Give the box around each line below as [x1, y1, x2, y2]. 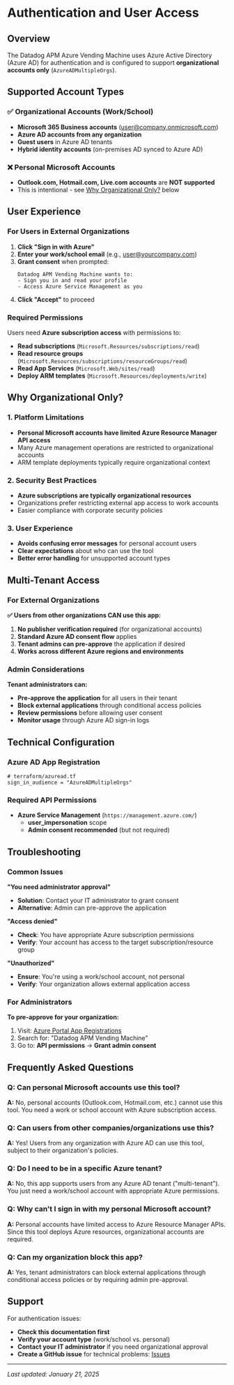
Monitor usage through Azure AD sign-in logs [17, 716, 150, 725]
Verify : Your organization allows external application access [17, 980, 190, 988]
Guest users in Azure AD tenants [17, 137, 113, 146]
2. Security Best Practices [7, 475, 97, 485]
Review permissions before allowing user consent [17, 709, 163, 717]
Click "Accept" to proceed [17, 295, 95, 304]
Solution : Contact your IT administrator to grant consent [17, 896, 179, 904]
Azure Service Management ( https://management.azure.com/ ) [17, 811, 197, 819]
